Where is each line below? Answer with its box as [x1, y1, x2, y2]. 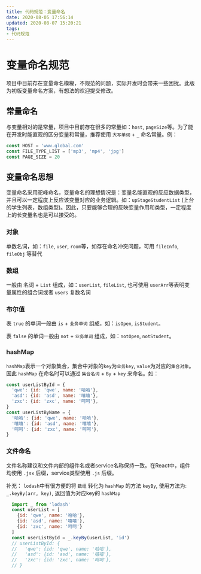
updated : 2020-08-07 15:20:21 [6, 20, 82, 26]
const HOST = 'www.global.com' [6, 142, 84, 148]
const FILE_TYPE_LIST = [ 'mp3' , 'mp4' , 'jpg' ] [6, 148, 124, 154]
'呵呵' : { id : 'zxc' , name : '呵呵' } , [11, 426, 100, 432]
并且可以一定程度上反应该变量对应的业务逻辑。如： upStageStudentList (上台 [6, 196, 194, 204]
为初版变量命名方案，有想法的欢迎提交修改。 [6, 87, 117, 95]
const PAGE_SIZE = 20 [6, 154, 60, 160]
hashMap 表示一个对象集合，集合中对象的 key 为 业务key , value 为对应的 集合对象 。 [6, 362, 194, 369]
